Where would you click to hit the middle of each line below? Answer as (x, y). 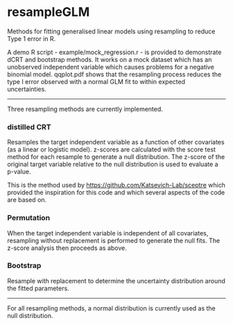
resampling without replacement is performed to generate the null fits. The (114, 240)
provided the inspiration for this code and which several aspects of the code (116, 192)
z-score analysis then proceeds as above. (67, 248)
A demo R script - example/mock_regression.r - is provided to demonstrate (114, 52)
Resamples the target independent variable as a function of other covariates (116, 142)
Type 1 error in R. (32, 38)
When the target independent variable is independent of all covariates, (108, 233)
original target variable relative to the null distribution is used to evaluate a (113, 165)
